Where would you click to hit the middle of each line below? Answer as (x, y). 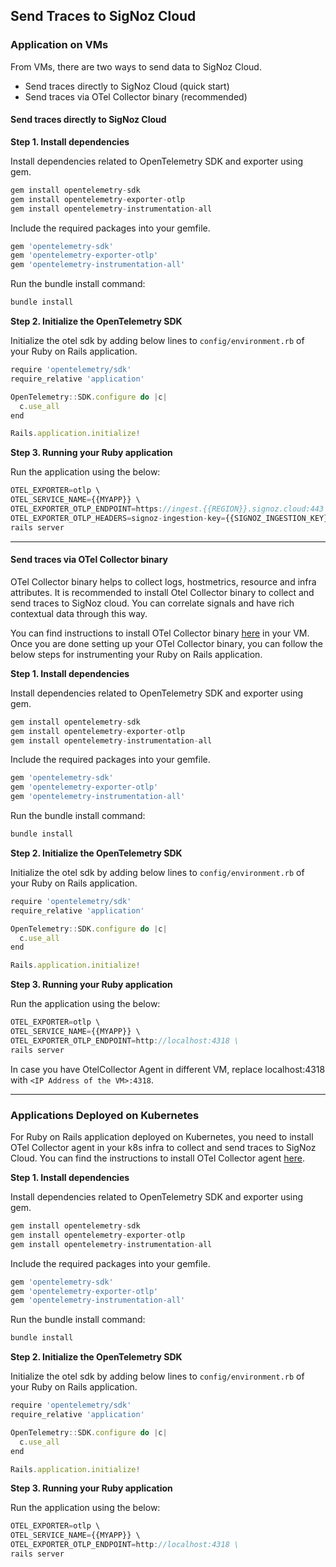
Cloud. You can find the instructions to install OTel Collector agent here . (158, 1158)
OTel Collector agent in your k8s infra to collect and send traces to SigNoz (163, 1148)
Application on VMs (59, 45)
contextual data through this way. (79, 613)
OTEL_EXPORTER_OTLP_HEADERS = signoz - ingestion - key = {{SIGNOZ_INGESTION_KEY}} (171, 518)
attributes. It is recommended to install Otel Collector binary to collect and (162, 592)
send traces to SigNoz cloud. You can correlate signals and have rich (152, 603)
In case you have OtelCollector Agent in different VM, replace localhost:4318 (168, 1069)
